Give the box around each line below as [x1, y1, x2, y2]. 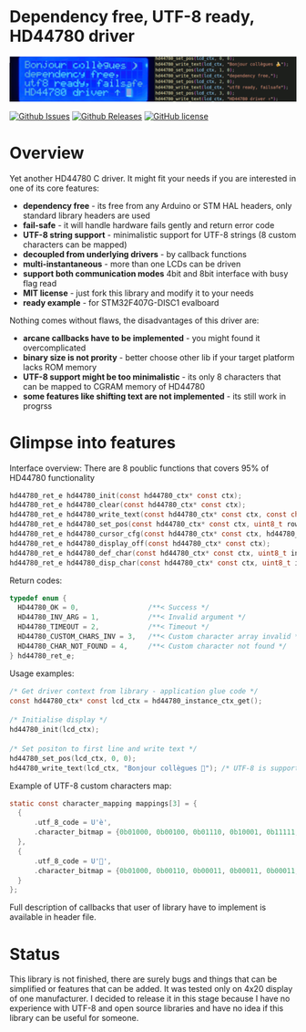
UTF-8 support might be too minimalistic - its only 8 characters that [22, 371, 281, 382]
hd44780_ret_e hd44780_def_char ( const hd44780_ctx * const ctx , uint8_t [9, 548, 287, 558]
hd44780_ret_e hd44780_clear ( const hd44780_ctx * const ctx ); [9, 500, 247, 510]
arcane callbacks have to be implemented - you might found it [22, 332, 260, 343]
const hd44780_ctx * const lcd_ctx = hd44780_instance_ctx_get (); [9, 696, 262, 705]
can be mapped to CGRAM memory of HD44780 [22, 380, 206, 391]
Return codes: [9, 575, 63, 586]
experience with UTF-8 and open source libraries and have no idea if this [9, 1003, 284, 1014]
